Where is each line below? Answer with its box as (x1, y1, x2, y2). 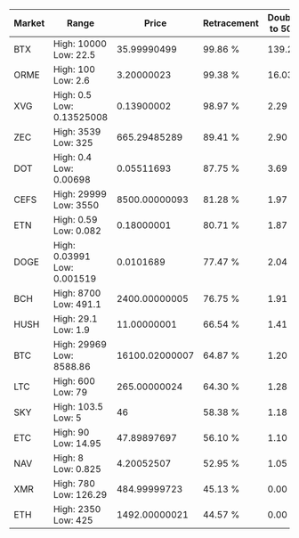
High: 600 (53, 375, 96, 387)
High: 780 (53, 477, 96, 489)
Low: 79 (53, 387, 88, 398)
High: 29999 (53, 188, 107, 200)
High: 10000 (53, 37, 107, 50)
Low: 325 (53, 137, 93, 149)
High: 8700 (53, 287, 101, 299)
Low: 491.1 (53, 298, 102, 310)
